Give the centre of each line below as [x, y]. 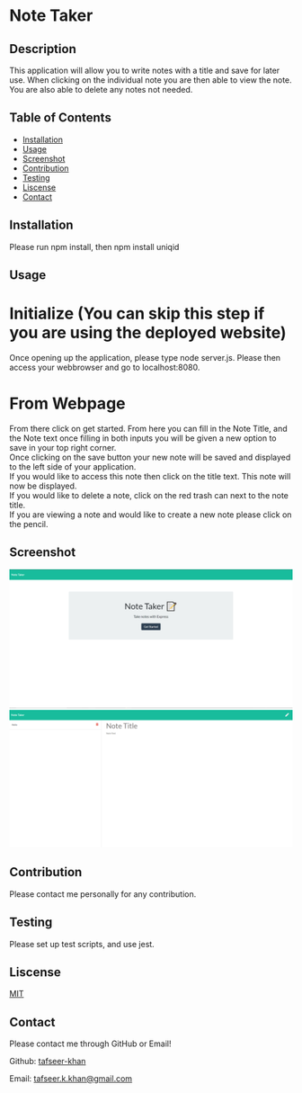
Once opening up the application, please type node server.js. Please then [145, 357]
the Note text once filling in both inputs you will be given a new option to [143, 438]
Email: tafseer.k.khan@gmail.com [71, 1079]
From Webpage [67, 403]
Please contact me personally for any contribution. [103, 894]
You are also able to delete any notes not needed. [101, 90]
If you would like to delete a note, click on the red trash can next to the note [149, 495]
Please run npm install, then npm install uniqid [94, 246]
